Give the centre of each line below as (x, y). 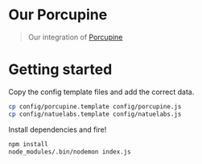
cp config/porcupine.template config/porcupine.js (95, 106)
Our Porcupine (58, 15)
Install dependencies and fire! (58, 129)
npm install (28, 144)
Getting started (60, 70)
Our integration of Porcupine (75, 37)
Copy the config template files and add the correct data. (101, 92)
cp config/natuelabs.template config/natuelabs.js (95, 114)
